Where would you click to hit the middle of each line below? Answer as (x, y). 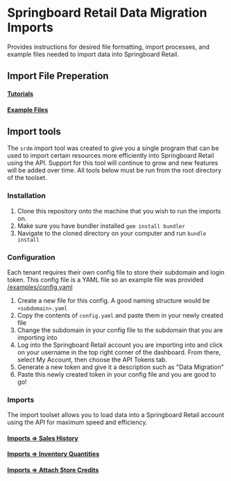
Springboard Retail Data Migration (107, 13)
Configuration (31, 257)
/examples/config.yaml (40, 287)
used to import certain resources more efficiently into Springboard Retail (111, 156)
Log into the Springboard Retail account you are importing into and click (120, 345)
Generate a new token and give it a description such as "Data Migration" (120, 367)
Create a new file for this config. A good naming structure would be (113, 300)
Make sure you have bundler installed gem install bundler (101, 226)
